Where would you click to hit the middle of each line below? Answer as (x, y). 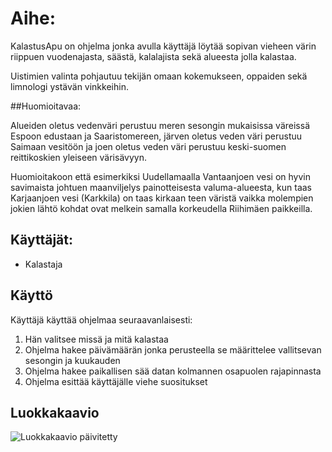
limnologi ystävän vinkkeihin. (69, 86)
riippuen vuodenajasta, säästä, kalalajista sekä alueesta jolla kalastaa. (153, 56)
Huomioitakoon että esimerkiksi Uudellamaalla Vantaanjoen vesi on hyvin (160, 176)
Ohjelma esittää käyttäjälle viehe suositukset (116, 381)
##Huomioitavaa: (46, 106)
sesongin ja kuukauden (72, 360)
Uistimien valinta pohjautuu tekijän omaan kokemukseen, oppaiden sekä (159, 76)
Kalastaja (43, 264)
